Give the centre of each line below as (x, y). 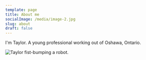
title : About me (22, 14)
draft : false (19, 28)
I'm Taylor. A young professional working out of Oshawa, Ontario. (73, 42)
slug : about (18, 24)
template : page (21, 10)
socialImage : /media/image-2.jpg (40, 19)
